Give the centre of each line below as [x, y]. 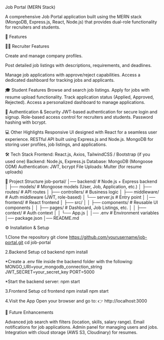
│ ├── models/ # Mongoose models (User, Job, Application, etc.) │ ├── [79, 187]
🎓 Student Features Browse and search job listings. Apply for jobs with [77, 90]
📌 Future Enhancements [29, 312]
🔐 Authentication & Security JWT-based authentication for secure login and [81, 112]
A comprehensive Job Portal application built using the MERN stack [73, 17]
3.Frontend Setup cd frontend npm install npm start [57, 291]
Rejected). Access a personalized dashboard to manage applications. [75, 102]
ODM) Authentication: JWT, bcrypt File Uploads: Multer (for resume [73, 167]
